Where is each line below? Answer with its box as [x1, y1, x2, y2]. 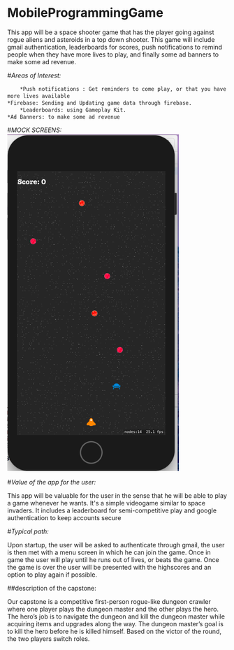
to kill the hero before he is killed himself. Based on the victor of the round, [7, 627, 222, 635]
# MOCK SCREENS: [7, 126, 62, 134]
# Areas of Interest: [7, 71, 61, 80]
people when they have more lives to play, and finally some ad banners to [7, 50, 219, 59]
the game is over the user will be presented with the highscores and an [7, 563, 212, 571]
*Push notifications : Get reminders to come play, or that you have [20, 85, 227, 92]
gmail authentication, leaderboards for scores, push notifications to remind [7, 43, 222, 51]
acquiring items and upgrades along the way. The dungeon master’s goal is [7, 619, 224, 628]
